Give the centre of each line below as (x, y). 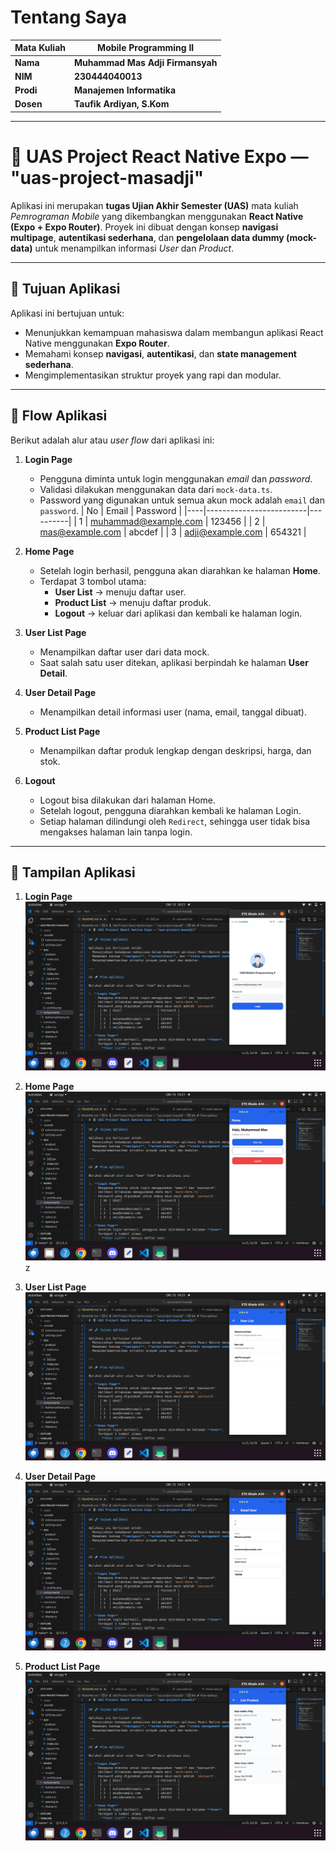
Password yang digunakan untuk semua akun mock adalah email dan (182, 500)
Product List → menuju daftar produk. (133, 602)
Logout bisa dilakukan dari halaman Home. (127, 800)
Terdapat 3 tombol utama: (93, 581)
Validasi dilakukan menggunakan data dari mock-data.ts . (156, 489)
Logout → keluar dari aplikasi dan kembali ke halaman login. (178, 613)
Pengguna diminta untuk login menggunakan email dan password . (176, 478)
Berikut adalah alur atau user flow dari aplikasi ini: (112, 440)
